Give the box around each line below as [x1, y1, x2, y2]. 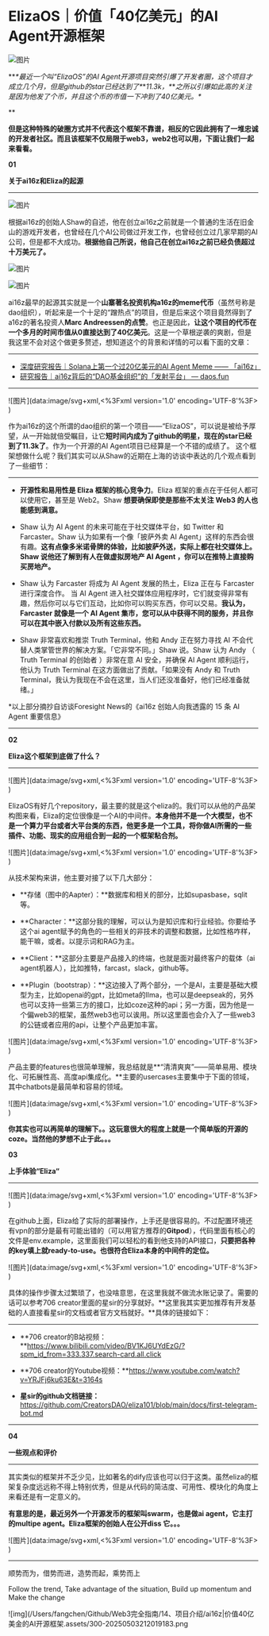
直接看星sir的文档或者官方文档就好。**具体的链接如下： [29, 1307, 212, 1317]
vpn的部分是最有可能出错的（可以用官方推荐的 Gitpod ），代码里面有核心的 [14, 1225, 256, 1235]
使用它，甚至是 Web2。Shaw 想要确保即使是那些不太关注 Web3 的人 [26, 495, 252, 504]
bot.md [19, 1408, 44, 1418]
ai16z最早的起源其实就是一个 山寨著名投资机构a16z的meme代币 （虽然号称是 [8, 297, 256, 307]
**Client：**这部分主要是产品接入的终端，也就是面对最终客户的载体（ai [19, 953, 256, 963]
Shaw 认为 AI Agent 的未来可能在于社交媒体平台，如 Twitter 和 [19, 522, 225, 531]
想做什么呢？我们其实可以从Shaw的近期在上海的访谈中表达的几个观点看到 [14, 450, 256, 461]
